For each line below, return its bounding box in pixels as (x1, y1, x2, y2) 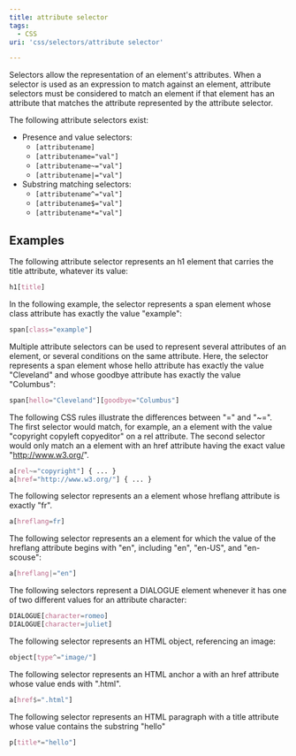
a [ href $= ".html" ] (9, 695, 73, 704)
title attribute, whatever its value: (9, 266, 128, 277)
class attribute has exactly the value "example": (9, 308, 183, 318)
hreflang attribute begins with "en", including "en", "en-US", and (9, 543, 242, 554)
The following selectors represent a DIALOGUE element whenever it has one (9, 585, 287, 596)
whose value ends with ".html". (9, 678, 122, 689)
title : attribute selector (9, 12, 109, 22)
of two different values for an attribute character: (9, 594, 187, 606)
